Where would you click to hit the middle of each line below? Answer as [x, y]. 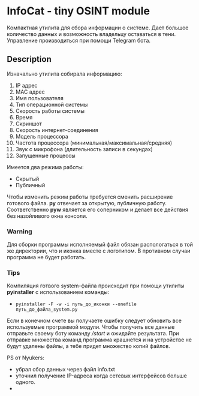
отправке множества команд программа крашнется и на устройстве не [99, 340]
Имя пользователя [39, 98]
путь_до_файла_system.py [46, 310]
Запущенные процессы [45, 155]
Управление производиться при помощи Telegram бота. [79, 40]
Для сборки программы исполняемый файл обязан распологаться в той [100, 245]
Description [29, 59]
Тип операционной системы [52, 104]
